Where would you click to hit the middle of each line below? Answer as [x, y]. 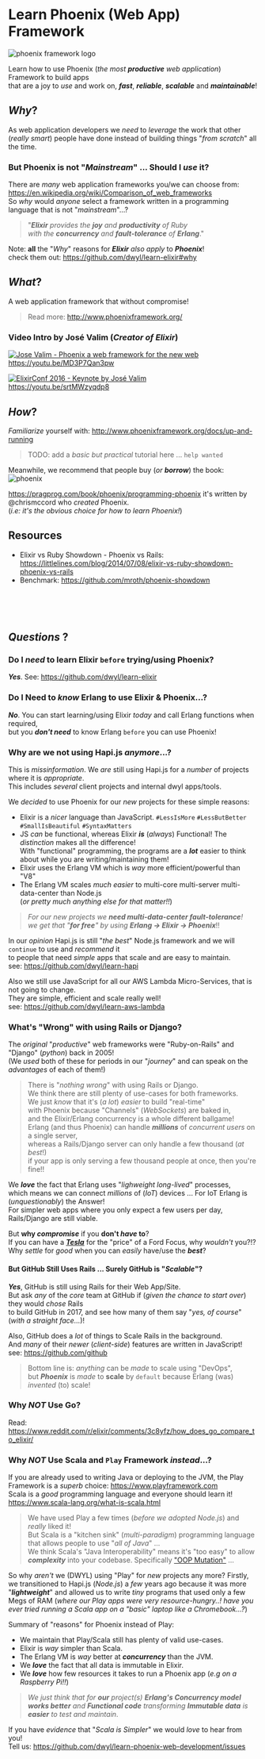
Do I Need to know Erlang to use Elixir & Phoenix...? [108, 697]
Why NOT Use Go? [45, 1405]
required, [23, 723]
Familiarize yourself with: [49, 431]
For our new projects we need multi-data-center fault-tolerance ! [135, 917]
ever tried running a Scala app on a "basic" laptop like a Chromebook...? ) [128, 1609]
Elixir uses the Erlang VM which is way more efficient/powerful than [130, 868]
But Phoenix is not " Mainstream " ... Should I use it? [109, 167]
